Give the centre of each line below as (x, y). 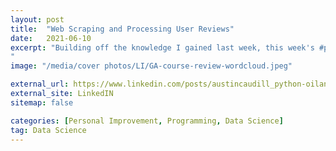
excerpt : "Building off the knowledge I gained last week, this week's (162, 47)
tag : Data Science (48, 130)
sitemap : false (42, 102)
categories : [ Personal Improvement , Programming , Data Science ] (147, 121)
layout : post (37, 19)
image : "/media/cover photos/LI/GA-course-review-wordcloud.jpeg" (151, 66)
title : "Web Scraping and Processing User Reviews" (122, 29)
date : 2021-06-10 (51, 38)
